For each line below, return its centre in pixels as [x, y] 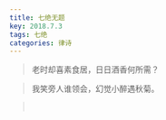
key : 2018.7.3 [36, 26]
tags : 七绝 [29, 34]
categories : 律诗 [41, 43]
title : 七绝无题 [37, 18]
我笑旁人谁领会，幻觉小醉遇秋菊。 [95, 89]
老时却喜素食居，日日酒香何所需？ [95, 69]
